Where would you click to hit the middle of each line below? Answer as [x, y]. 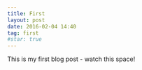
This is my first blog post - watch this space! [71, 59]
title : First [26, 14]
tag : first [23, 33]
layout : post [26, 20]
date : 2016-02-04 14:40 [42, 26]
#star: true [24, 40]
